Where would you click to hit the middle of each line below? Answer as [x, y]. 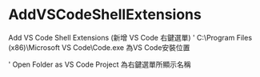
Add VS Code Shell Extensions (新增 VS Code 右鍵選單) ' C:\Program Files [130, 37]
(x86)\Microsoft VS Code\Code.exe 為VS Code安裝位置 [99, 47]
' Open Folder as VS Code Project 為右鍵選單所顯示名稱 [100, 64]
